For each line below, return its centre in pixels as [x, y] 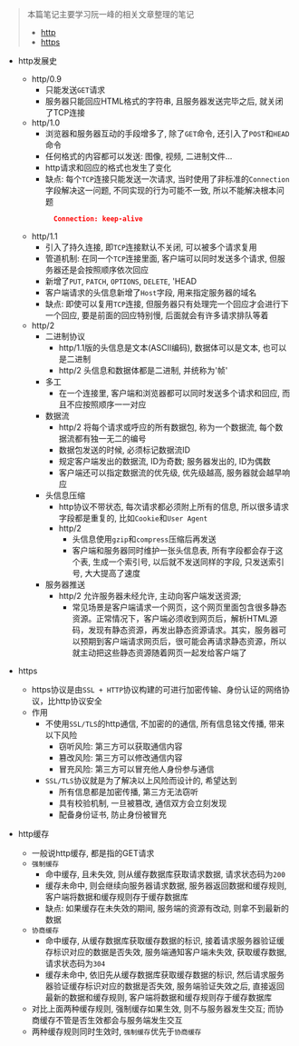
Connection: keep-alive [98, 219]
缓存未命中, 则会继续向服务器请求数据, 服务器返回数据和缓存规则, [166, 885]
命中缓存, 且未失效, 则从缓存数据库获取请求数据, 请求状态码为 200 [165, 874]
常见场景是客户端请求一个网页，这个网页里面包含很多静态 [179, 607]
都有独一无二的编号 [111, 438]
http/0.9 [46, 79]
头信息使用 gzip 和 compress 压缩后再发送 [144, 539]
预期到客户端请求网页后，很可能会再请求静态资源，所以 [183, 641]
